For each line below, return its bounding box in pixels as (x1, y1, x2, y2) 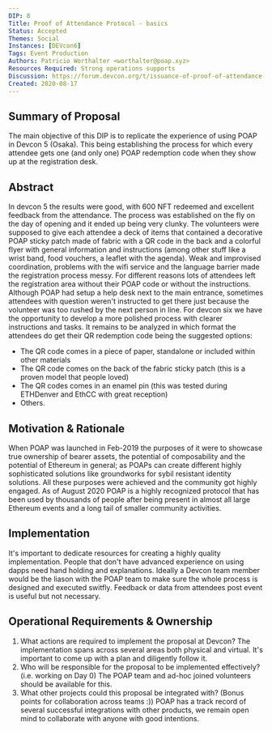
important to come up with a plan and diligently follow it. (19, 653, 208, 663)
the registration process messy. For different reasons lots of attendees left (8, 270, 256, 280)
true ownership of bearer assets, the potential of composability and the (8, 451, 245, 461)
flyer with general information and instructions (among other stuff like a (8, 244, 246, 255)
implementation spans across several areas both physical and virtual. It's (19, 644, 263, 654)
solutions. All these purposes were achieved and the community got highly (8, 477, 257, 487)
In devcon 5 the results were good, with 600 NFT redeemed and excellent (8, 202, 255, 211)
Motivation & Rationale (8, 422, 125, 436)
